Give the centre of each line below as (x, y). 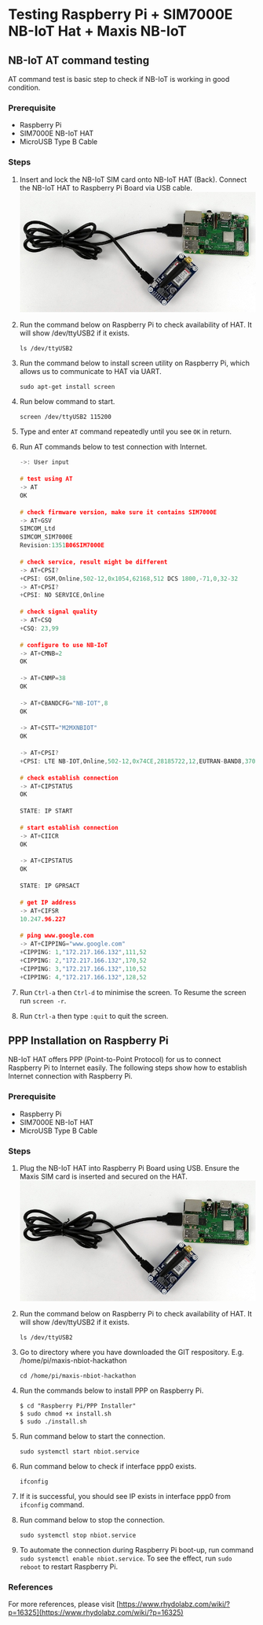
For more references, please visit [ (64, 1605)
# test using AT (46, 479)
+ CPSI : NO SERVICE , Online (62, 595)
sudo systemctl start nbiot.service (79, 1451)
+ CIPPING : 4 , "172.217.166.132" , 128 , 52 (83, 977)
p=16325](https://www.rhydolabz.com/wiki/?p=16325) (96, 1612)
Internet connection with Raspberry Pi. (71, 1076)
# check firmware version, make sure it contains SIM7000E (118, 512)
